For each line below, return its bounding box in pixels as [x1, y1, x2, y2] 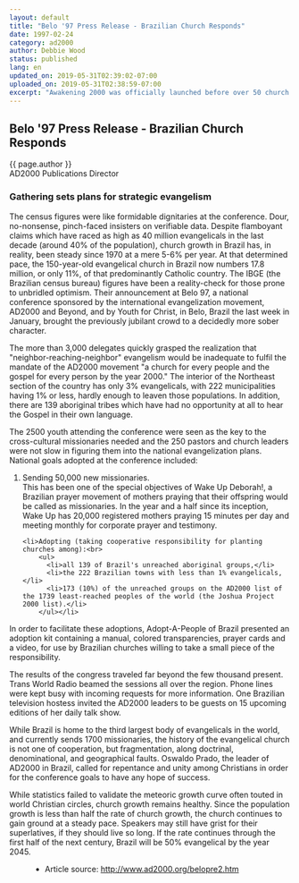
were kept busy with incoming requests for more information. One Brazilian [9, 688, 286, 699]
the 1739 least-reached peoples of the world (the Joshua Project [21, 591, 275, 600]
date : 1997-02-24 [9, 30, 74, 38]
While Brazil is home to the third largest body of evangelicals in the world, [9, 724, 280, 734]
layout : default [9, 13, 70, 22]
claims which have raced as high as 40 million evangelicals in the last [9, 230, 264, 241]
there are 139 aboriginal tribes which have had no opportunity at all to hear [9, 399, 284, 410]
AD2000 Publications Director [9, 168, 120, 179]
